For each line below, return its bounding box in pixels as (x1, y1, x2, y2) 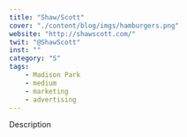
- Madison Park (25, 71, 81, 80)
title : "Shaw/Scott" (9, 12, 86, 22)
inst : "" (9, 46, 41, 55)
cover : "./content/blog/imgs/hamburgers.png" (9, 21, 179, 30)
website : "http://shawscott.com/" (9, 29, 137, 38)
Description (9, 119, 51, 130)
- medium (25, 79, 57, 88)
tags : (9, 63, 29, 72)
